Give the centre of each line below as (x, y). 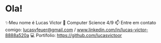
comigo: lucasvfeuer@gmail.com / (40, 30)
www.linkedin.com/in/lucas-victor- (112, 30)
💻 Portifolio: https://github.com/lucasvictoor (76, 35)
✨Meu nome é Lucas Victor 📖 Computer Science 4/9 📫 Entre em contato (81, 22)
